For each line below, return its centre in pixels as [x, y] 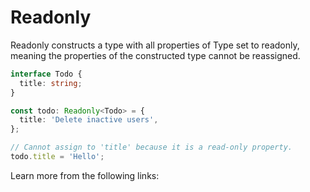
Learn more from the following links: [85, 175]
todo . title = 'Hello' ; [57, 157]
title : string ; [51, 83]
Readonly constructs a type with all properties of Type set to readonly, [155, 45]
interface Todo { [46, 74]
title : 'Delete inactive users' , [89, 120]
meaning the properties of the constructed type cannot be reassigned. [155, 55]
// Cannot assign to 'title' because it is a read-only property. [151, 147]
